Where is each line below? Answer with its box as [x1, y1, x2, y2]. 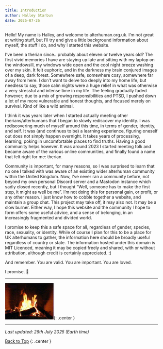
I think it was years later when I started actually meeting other [5, 113, 129, 118]
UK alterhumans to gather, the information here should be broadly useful [5, 234, 150, 240]
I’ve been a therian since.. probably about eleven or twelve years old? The [5, 51, 153, 58]
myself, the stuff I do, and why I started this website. [5, 42, 110, 48]
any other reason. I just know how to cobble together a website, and [5, 194, 141, 200]
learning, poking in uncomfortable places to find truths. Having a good [5, 138, 146, 144]
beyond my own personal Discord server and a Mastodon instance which [5, 179, 151, 184]
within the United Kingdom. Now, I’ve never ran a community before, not [5, 174, 149, 180]
